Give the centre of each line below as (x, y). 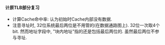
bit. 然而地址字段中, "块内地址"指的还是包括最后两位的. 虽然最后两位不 (83, 31)
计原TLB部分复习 (22, 7)
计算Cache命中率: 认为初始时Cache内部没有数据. (62, 19)
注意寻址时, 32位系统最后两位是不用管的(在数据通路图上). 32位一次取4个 (86, 25)
